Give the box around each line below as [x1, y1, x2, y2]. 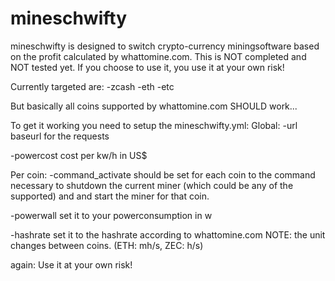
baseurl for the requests [10, 130, 110, 142]
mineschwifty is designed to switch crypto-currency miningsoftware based [10, 40, 320, 52]
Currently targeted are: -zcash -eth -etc [10, 80, 175, 92]
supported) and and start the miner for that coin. [10, 190, 210, 202]
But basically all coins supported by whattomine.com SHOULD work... [10, 100, 298, 112]
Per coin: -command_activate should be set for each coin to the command [10, 168, 316, 181]
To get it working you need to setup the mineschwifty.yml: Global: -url [10, 119, 298, 131]
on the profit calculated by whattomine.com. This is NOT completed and [10, 50, 307, 62]
